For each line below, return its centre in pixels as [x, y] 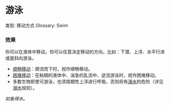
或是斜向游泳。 [21, 58]
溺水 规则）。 [25, 88]
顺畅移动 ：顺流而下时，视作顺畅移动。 [52, 69]
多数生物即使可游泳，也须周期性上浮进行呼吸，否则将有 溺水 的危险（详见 [88, 82]
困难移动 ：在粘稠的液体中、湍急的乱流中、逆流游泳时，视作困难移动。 [86, 75]
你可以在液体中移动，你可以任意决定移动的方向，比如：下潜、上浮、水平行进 [85, 52]
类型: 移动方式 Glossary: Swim [37, 25]
